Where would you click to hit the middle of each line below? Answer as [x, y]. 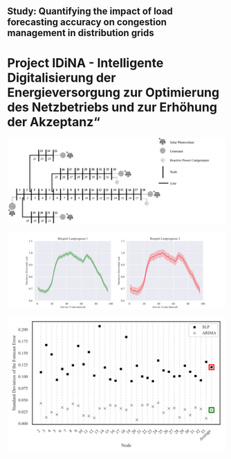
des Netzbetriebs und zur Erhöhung [112, 107]
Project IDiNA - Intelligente [85, 63]
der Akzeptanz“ [54, 122]
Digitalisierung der [62, 77]
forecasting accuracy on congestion [87, 23]
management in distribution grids [81, 33]
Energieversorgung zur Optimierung [113, 92]
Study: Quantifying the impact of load [90, 11]
